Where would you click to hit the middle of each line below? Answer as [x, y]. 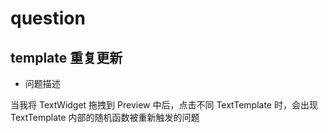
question [48, 18]
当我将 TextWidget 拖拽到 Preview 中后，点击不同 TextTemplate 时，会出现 [164, 105]
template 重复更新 [66, 57]
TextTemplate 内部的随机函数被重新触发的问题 [105, 117]
